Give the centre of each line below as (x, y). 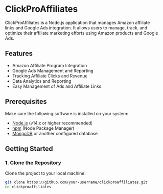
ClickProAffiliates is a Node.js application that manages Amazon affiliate (78, 23)
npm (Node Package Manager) (43, 128)
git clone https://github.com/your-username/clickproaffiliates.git (76, 182)
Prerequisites (26, 102)
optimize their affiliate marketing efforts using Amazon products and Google (81, 33)
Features (19, 54)
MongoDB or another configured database (55, 133)
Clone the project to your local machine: (46, 173)
